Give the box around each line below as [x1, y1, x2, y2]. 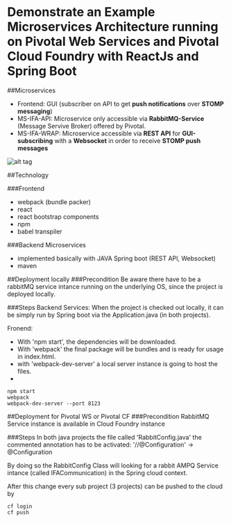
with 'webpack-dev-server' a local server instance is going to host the [17, 359, 219, 368]
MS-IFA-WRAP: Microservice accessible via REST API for [17, 129, 181, 138]
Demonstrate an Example [7, 4, 155, 20]
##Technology [7, 171, 49, 179]
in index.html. [17, 352, 56, 360]
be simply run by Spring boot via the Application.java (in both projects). [7, 310, 211, 319]
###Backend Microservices [7, 240, 87, 249]
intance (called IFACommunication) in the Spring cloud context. [7, 468, 188, 476]
